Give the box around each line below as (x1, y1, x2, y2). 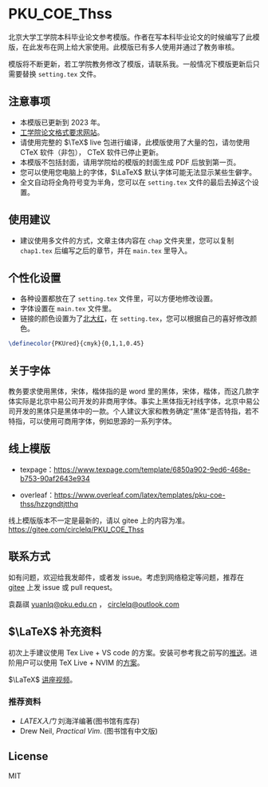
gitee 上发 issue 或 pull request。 (8, 582, 117, 591)
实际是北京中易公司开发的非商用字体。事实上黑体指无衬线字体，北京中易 (14, 397, 253, 406)
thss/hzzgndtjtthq (19, 499, 78, 508)
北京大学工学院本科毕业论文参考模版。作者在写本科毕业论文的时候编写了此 (8, 32, 253, 42)
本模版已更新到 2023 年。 (19, 117, 105, 127)
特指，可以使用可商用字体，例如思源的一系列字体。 (8, 417, 176, 426)
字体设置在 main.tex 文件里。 (19, 304, 116, 314)
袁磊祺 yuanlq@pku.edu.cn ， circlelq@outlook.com (8, 599, 179, 609)
